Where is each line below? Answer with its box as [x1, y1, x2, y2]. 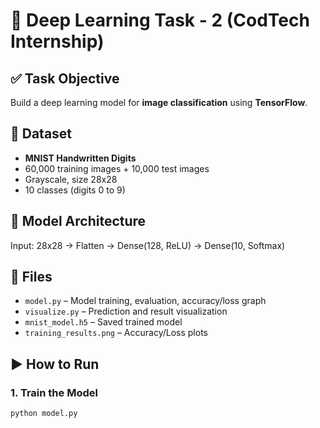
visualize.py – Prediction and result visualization [24, 305, 228, 318]
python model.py [10, 409, 78, 419]
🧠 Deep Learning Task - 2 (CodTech [10, 9, 310, 32]
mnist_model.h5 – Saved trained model [24, 316, 183, 328]
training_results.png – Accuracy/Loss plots [24, 327, 208, 339]
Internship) [10, 30, 105, 53]
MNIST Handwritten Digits [24, 152, 137, 164]
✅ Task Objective [10, 70, 120, 87]
